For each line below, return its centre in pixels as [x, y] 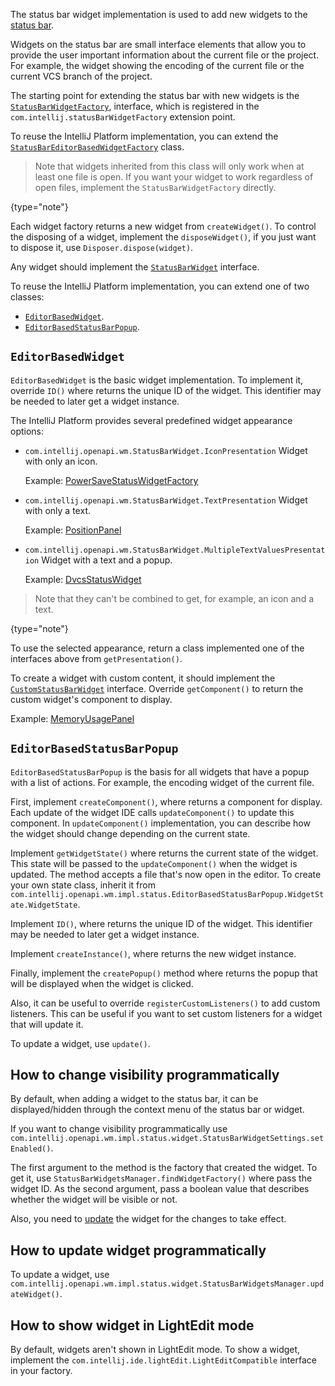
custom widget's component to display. [91, 699]
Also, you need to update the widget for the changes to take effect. [148, 1219]
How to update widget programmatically [138, 1250]
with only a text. [57, 510]
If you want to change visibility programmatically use [119, 1129]
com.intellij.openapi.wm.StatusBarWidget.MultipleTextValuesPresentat [175, 550]
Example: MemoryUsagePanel [72, 718]
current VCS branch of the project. [81, 76]
